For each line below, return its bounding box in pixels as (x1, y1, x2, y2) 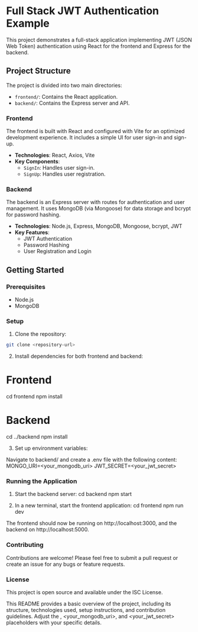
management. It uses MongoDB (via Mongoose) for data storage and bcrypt (6, 205, 191, 212)
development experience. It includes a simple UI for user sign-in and (6, 134, 173, 141)
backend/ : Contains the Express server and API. (14, 99, 130, 106)
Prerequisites (6, 283, 46, 291)
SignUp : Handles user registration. (23, 170, 106, 178)
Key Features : (14, 229, 50, 236)
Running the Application (6, 477, 77, 485)
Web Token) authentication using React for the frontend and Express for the (6, 43, 191, 50)
